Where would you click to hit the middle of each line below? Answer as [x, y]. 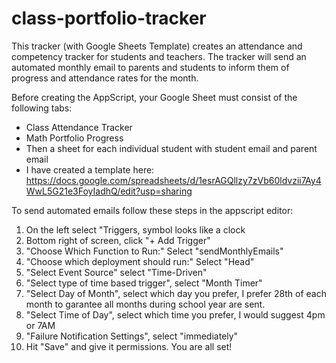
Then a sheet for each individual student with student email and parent [171, 148]
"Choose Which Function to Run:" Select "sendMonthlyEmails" [154, 251]
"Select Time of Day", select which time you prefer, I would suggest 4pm [175, 314]
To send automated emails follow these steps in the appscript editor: [152, 210]
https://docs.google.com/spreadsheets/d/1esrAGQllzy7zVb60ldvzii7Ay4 [173, 180]
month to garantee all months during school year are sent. [145, 304]
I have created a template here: [90, 169]
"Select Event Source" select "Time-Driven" [116, 272]
